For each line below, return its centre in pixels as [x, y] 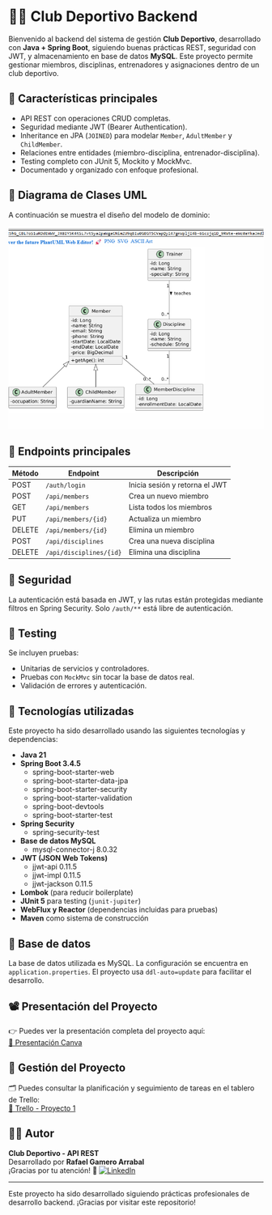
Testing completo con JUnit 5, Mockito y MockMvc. [106, 161]
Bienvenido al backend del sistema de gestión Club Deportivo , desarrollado [135, 39]
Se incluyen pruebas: [44, 653]
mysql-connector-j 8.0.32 [75, 849]
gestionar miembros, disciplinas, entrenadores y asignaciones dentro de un [134, 65]
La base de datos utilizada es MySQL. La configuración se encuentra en [128, 963]
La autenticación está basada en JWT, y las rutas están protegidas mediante [136, 599]
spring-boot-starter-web [73, 773]
